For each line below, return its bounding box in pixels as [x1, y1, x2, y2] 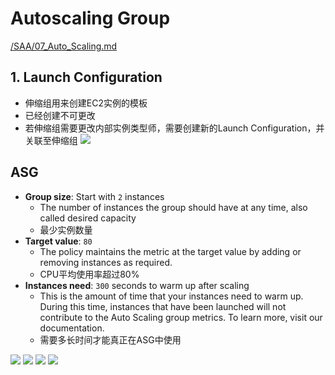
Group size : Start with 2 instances [24, 190, 165, 202]
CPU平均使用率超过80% [39, 268, 140, 280]
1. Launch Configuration [10, 69, 163, 86]
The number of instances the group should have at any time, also [39, 201, 308, 213]
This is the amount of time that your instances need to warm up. [39, 290, 304, 302]
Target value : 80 [24, 235, 93, 247]
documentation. [39, 322, 105, 334]
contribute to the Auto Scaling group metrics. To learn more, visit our [39, 311, 323, 323]
